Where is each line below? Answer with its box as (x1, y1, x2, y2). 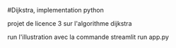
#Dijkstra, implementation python (7, 6, 104, 14)
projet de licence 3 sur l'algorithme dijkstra (7, 19, 132, 27)
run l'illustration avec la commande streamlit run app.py (7, 33, 170, 41)
